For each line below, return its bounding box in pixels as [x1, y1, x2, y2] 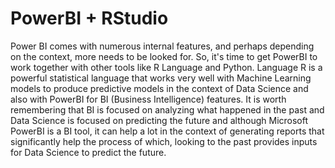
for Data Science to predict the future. [10, 146, 167, 158]
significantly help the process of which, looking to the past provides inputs [10, 135, 318, 147]
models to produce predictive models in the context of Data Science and [10, 82, 309, 94]
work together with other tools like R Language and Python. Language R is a [10, 61, 323, 73]
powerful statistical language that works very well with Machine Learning [10, 72, 312, 84]
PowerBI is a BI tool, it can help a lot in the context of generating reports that [10, 125, 325, 137]
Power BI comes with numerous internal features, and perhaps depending [10, 40, 315, 52]
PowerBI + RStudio [10, 7, 169, 30]
